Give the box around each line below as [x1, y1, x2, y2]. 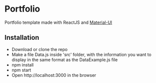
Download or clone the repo [11, 46, 68, 52]
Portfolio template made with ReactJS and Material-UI [4, 19, 112, 25]
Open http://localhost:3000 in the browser [11, 72, 97, 78]
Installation [4, 33, 39, 42]
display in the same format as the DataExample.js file [11, 57, 118, 63]
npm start [11, 67, 31, 73]
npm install [11, 62, 34, 67]
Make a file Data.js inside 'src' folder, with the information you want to [11, 51, 152, 57]
